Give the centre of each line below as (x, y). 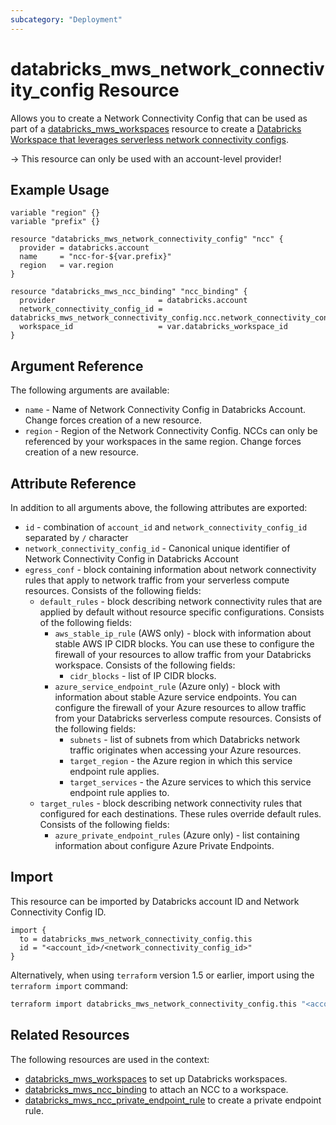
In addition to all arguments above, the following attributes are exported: (159, 507)
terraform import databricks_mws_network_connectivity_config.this (154, 1004)
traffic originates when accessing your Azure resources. (185, 750)
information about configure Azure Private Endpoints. (164, 845)
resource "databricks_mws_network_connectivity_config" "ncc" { (147, 239)
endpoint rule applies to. (119, 792)
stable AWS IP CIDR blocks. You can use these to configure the (184, 644)
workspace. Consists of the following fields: (145, 665)
